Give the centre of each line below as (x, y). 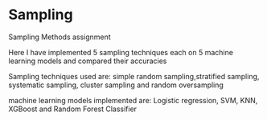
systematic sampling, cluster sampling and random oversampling (116, 85)
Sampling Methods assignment (60, 37)
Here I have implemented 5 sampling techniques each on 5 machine (121, 52)
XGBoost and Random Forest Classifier (73, 109)
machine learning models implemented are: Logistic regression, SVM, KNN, (133, 100)
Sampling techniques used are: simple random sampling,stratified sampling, (134, 76)
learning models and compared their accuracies (88, 61)
